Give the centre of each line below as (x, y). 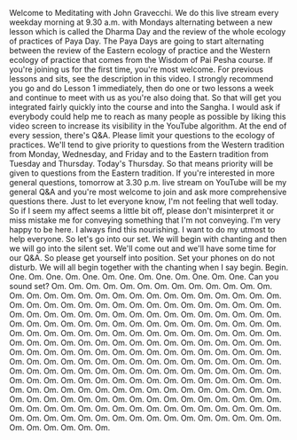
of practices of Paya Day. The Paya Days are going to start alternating (137, 41)
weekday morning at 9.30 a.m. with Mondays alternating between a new (141, 22)
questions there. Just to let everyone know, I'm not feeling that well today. (144, 201)
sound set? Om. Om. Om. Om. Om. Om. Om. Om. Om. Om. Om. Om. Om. (141, 286)
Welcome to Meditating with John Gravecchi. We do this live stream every (144, 13)
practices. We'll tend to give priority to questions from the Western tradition (147, 145)
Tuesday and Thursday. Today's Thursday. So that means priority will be (141, 164)
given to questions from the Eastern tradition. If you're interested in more (142, 173)
